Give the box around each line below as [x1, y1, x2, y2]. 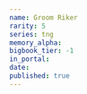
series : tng [9, 30, 54, 38]
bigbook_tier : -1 [9, 47, 74, 56]
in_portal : [9, 55, 50, 64]
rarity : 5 [9, 21, 47, 30]
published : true [9, 72, 70, 81]
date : [9, 64, 30, 73]
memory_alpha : [9, 38, 63, 47]
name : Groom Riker [9, 13, 78, 22]
